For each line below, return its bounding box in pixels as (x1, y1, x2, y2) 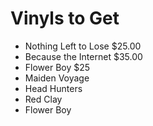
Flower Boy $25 (24, 61, 91, 73)
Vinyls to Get (10, 7, 120, 30)
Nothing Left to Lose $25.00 (24, 40, 142, 52)
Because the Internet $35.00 (24, 50, 143, 62)
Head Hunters (24, 82, 83, 94)
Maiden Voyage (24, 72, 90, 84)
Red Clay (24, 93, 63, 105)
